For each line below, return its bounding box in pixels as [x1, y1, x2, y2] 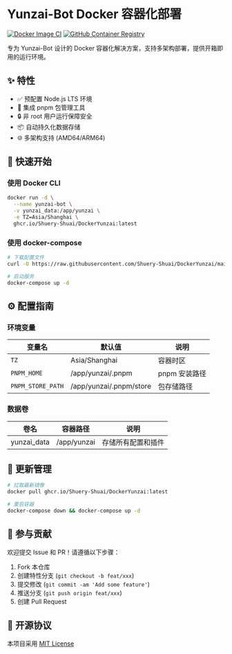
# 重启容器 [7, 501, 35, 508]
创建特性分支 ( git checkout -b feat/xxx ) [17, 571, 135, 579]
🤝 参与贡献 [7, 528, 52, 540]
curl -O [7, 260, 30, 267]
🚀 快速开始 [7, 156, 52, 168]
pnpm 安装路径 [157, 369, 206, 378]
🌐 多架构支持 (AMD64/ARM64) [17, 133, 106, 142]
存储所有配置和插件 [101, 437, 164, 447]
